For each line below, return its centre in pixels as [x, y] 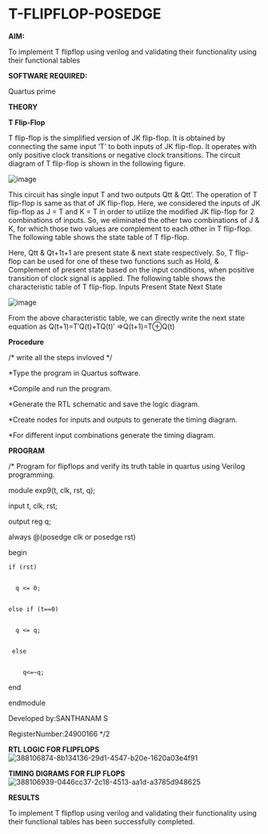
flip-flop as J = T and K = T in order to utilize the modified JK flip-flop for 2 [131, 211]
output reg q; [30, 521]
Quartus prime [32, 91]
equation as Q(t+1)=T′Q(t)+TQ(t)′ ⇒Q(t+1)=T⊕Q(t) [92, 326]
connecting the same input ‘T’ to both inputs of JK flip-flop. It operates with [133, 146]
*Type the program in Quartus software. [75, 373]
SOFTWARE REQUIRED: [48, 75]
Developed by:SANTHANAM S [58, 718]
